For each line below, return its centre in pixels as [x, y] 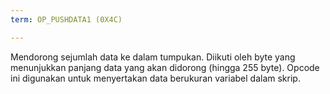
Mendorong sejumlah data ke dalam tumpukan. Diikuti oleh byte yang [153, 57]
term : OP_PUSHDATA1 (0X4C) [66, 19]
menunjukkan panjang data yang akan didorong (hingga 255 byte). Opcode [165, 67]
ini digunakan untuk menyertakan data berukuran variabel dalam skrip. [155, 78]
